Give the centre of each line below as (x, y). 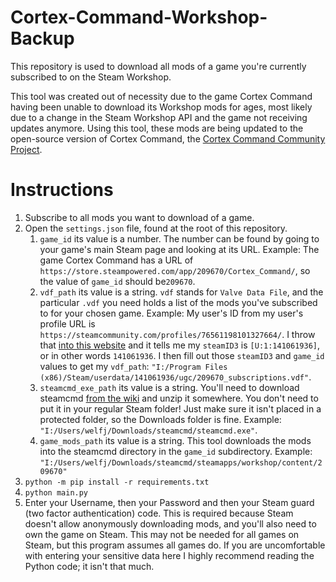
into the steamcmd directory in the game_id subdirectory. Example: (176, 451)
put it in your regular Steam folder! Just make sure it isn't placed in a (180, 408)
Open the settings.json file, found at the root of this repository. (156, 228)
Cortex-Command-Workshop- (139, 17)
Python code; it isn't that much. (89, 566)
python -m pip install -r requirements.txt (117, 482)
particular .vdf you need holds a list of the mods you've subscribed (178, 302)
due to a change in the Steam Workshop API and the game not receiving (159, 117)
